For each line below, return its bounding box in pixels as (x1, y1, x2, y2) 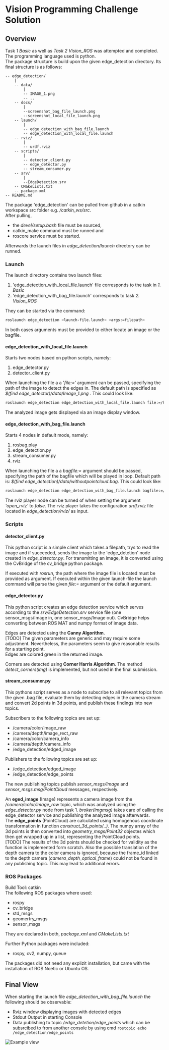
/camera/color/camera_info (12, 736, 69, 742)
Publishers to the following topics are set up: (5, 756, 98, 762)
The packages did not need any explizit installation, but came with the (5, 960, 150, 966)
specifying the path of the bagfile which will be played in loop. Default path (5, 473, 161, 479)
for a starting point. (5, 646, 45, 652)
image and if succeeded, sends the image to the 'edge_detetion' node (5, 550, 150, 556)
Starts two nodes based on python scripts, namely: (5, 355, 111, 361)
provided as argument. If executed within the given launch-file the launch (5, 575, 157, 582)
